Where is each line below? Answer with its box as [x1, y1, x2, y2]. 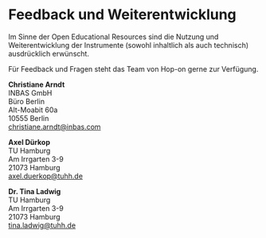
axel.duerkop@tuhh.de [8, 171, 84, 181]
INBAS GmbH [8, 88, 53, 97]
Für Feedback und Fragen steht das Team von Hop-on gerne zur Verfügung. [8, 64, 259, 73]
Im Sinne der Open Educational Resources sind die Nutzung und [8, 32, 219, 41]
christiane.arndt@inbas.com [8, 122, 101, 131]
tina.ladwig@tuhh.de [8, 220, 76, 230]
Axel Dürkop [8, 137, 50, 146]
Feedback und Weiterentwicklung [8, 6, 237, 24]
